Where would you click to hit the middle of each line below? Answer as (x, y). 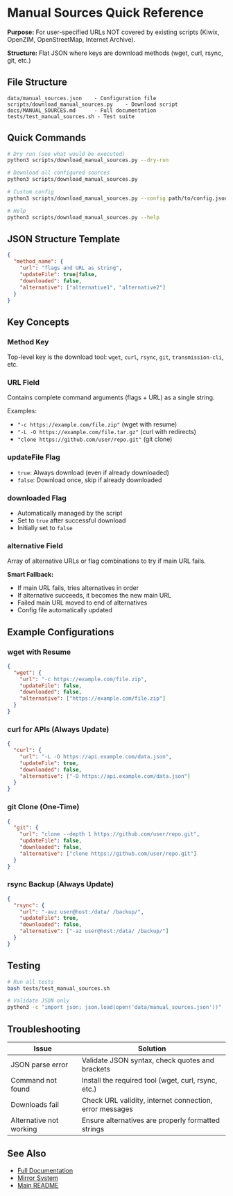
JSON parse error (39, 1065)
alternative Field (35, 545)
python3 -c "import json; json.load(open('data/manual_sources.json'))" (114, 1007)
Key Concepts (38, 322)
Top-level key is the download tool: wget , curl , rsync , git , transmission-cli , (115, 357)
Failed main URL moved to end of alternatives (82, 603)
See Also (27, 1154)
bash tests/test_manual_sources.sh (59, 988)
